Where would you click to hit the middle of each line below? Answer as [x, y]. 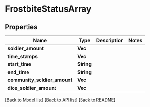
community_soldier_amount [40, 80]
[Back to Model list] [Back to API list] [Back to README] [60, 100]
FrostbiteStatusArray [48, 9]
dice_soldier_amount [32, 88]
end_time [18, 72]
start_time [19, 64]
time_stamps [22, 56]
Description [110, 40]
